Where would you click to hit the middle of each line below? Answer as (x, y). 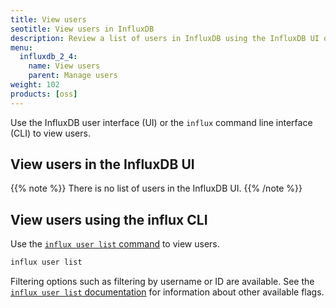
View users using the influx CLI (109, 219)
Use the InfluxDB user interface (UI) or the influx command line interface (161, 122)
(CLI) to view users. (50, 133)
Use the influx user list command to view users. (115, 244)
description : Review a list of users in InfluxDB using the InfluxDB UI (165, 38)
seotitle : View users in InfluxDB (82, 29)
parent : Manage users (73, 76)
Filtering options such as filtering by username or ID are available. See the (162, 282)
